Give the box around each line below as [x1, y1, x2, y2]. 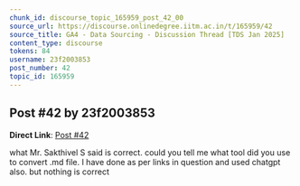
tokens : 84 [9, 47, 51, 56]
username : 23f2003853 [9, 55, 91, 64]
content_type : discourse [9, 38, 103, 48]
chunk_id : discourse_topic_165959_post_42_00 [9, 13, 183, 23]
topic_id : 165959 [9, 72, 75, 81]
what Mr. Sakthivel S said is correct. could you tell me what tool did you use [9, 146, 291, 158]
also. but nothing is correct [9, 166, 110, 177]
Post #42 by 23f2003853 [9, 106, 155, 121]
